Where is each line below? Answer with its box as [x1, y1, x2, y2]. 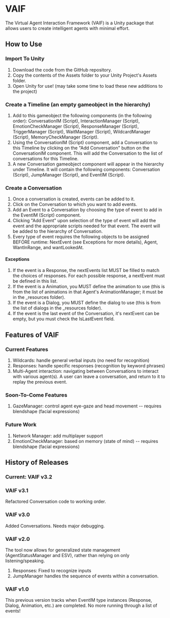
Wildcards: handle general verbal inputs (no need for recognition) [12, 357, 150, 363]
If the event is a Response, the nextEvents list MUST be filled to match [12, 267, 160, 273]
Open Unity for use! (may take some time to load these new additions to [12, 83, 163, 89]
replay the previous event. [12, 379, 67, 385]
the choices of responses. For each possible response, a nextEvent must [12, 272, 165, 279]
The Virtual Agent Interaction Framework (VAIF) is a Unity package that [5, 20, 154, 26]
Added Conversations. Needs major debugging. [5, 523, 105, 529]
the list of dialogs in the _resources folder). [12, 305, 103, 311]
